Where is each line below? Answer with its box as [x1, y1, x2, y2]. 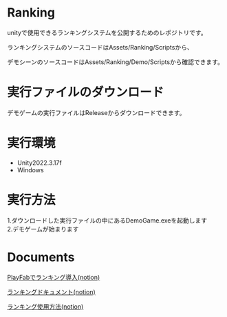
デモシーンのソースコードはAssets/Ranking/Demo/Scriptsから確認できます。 [7, 57, 224, 66]
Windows [17, 165, 44, 174]
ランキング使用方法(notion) [7, 302, 84, 311]
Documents [7, 249, 75, 265]
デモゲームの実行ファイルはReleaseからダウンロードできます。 [7, 108, 186, 116]
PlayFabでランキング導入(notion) [7, 273, 100, 281]
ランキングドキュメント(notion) [7, 287, 96, 296]
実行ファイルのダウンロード [7, 85, 164, 101]
